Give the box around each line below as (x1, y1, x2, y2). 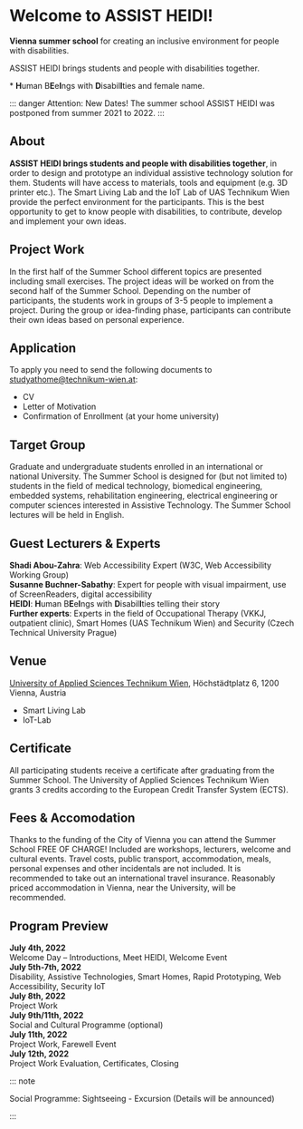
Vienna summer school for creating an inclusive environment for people (9, 35, 279, 46)
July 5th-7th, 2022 (9, 962, 81, 973)
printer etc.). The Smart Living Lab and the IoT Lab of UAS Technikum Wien (9, 187, 290, 198)
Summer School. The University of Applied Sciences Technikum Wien (9, 774, 270, 785)
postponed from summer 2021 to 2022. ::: (9, 107, 166, 118)
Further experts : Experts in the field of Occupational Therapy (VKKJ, (9, 608, 267, 618)
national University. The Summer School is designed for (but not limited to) (9, 471, 288, 482)
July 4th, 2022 (9, 942, 66, 953)
